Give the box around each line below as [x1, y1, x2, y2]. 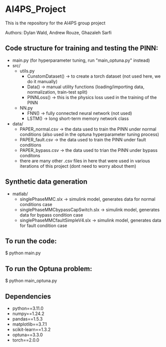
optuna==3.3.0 [12, 332, 43, 338]
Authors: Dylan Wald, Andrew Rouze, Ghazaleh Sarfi [5, 29, 112, 35]
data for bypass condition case [19, 212, 83, 218]
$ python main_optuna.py [5, 278, 57, 284]
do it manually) [27, 78, 58, 84]
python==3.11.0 [12, 305, 44, 311]
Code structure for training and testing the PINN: [5, 44, 159, 53]
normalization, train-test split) [27, 89, 88, 95]
